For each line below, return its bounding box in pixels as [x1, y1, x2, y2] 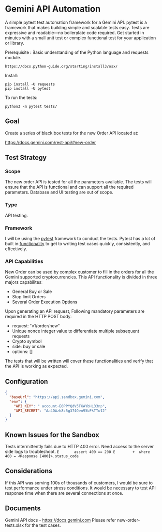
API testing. [5, 212, 28, 218]
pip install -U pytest [5, 86, 51, 91]
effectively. [5, 246, 28, 252]
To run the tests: [5, 95, 38, 100]
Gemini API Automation [5, 3, 101, 15]
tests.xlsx [5, 522, 24, 528]
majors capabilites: [5, 279, 43, 285]
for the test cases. [25, 522, 61, 528]
